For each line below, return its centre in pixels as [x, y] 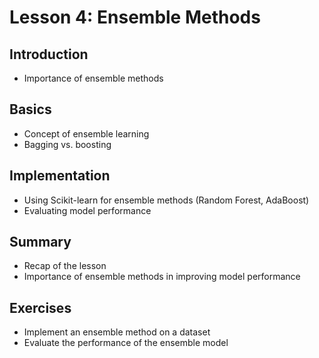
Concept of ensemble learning [86, 133]
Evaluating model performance [87, 210]
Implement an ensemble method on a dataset [117, 332]
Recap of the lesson [65, 266]
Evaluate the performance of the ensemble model [126, 343]
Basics [30, 109]
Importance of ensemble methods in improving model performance [162, 277]
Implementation [60, 176]
